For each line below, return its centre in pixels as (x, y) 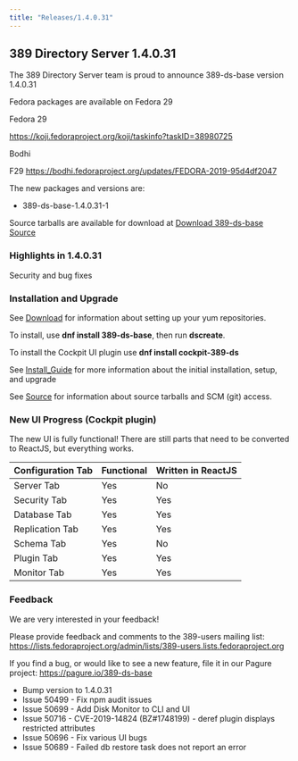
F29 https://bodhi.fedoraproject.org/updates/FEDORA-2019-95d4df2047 (143, 171)
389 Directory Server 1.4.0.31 (93, 54)
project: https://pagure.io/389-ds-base (81, 673)
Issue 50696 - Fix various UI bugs (84, 737)
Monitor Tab (39, 573)
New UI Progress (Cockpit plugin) (83, 419)
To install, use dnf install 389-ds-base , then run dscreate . (117, 335)
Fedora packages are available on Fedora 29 (91, 102)
